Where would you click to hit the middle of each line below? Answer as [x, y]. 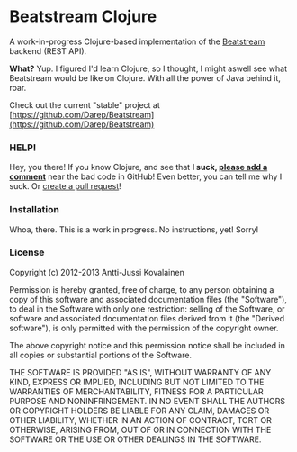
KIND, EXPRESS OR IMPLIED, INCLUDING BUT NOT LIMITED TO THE [137, 382]
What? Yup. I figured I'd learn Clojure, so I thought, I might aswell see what [148, 68]
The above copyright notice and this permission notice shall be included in [147, 345]
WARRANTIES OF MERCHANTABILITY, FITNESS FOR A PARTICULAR [136, 391]
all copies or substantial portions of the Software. [100, 355]
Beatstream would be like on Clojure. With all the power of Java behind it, [145, 77]
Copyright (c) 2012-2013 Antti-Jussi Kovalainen [97, 272]
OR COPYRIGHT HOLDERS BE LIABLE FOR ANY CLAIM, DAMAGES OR [139, 411]
